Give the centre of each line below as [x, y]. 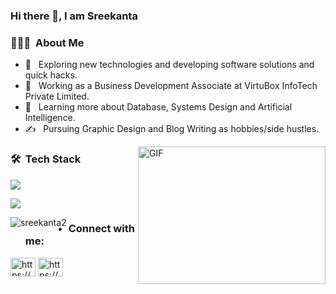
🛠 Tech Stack [46, 159]
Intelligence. [50, 118]
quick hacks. [51, 75]
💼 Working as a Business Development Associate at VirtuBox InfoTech [171, 86]
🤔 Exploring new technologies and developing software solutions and [169, 65]
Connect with [101, 229]
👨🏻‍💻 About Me [47, 42]
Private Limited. [57, 96]
